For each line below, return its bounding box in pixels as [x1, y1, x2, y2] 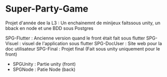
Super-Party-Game [5, 3, 89, 15]
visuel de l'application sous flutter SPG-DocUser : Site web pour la [22, 40, 162, 46]
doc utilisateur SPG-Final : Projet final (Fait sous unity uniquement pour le [5, 46, 160, 52]
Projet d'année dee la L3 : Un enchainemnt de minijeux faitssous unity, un [5, 20, 160, 26]
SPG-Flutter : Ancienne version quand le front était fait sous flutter [5, 35, 145, 41]
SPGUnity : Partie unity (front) [12, 61, 76, 67]
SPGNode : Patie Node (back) [12, 66, 76, 72]
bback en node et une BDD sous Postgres [5, 25, 94, 31]
